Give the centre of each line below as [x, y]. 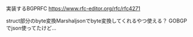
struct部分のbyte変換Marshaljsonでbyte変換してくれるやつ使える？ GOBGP [96, 21]
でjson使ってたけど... [31, 28]
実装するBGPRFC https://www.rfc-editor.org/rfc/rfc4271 [73, 8]
